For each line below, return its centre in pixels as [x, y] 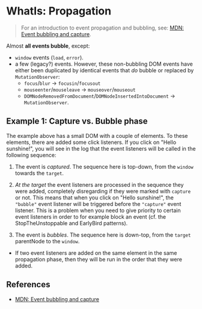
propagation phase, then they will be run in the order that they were [98, 259]
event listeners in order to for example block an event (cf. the [90, 217]
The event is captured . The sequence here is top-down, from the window [104, 166]
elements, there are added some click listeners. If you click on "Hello [91, 142]
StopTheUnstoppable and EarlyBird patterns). [71, 223]
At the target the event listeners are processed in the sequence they [99, 184]
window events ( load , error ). [49, 57]
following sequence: [31, 155]
